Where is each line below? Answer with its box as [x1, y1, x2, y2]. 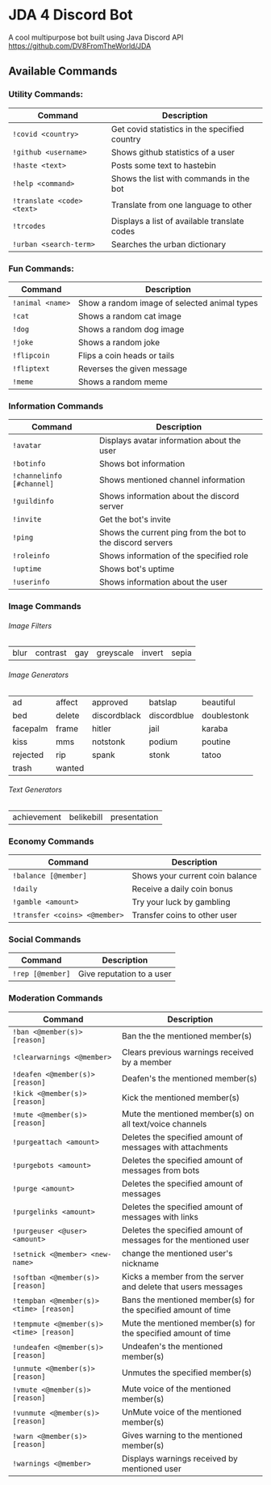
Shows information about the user [99, 577, 228, 588]
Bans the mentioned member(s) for [122, 1294, 256, 1305]
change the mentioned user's [122, 1247, 233, 1259]
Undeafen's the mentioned [122, 1340, 223, 1352]
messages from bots [122, 1165, 200, 1176]
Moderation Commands [8, 992, 103, 1004]
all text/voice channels [122, 1118, 207, 1129]
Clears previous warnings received [122, 1046, 254, 1057]
